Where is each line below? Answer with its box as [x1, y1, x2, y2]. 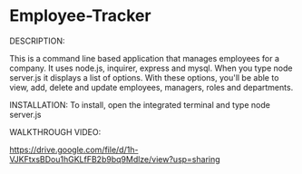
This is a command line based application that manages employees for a [9, 53, 279, 63]
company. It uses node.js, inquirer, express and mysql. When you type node [9, 63, 293, 73]
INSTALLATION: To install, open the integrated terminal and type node [9, 99, 270, 110]
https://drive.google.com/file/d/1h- [9, 144, 139, 155]
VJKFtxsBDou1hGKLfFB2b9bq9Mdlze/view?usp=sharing [9, 153, 220, 164]
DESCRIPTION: [9, 35, 65, 46]
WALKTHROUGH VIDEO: [9, 126, 102, 137]
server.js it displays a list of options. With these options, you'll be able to [9, 72, 279, 82]
